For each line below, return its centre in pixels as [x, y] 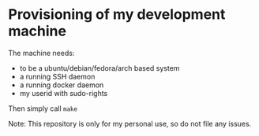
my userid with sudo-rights [64, 93]
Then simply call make [43, 108]
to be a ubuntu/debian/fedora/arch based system [99, 68]
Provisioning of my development [117, 15]
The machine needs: [41, 53]
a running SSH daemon [57, 76]
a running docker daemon [62, 85]
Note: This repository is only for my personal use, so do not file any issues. [130, 123]
